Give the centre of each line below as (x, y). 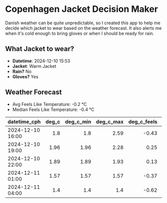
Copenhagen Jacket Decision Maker (82, 9)
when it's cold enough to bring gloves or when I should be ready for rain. (80, 33)
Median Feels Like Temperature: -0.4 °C (53, 109)
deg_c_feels (143, 121)
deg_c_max (110, 121)
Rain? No (22, 71)
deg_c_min (78, 121)
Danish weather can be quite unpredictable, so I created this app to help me (83, 23)
